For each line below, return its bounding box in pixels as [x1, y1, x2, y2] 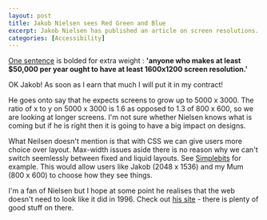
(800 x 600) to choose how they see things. [8, 170, 153, 180]
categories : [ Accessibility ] [8, 34, 106, 42]
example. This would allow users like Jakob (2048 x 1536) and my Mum [8, 162, 244, 172]
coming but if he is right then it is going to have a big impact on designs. [8, 121, 246, 130]
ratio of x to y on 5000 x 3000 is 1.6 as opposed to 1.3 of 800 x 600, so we [8, 104, 254, 114]
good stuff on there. [8, 203, 74, 213]
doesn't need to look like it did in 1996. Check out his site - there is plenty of [8, 194, 259, 204]
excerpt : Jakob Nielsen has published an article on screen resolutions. [8, 26, 260, 34]
